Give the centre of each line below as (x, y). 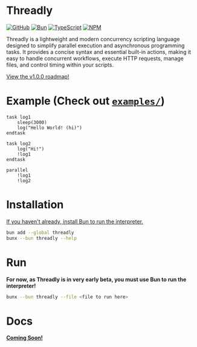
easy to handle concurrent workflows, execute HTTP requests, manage (95, 58)
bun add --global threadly (40, 233)
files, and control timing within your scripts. (60, 65)
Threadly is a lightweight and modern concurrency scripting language (93, 39)
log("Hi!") (31, 149)
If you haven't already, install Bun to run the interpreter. (75, 221)
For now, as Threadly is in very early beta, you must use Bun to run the (96, 279)
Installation (35, 205)
